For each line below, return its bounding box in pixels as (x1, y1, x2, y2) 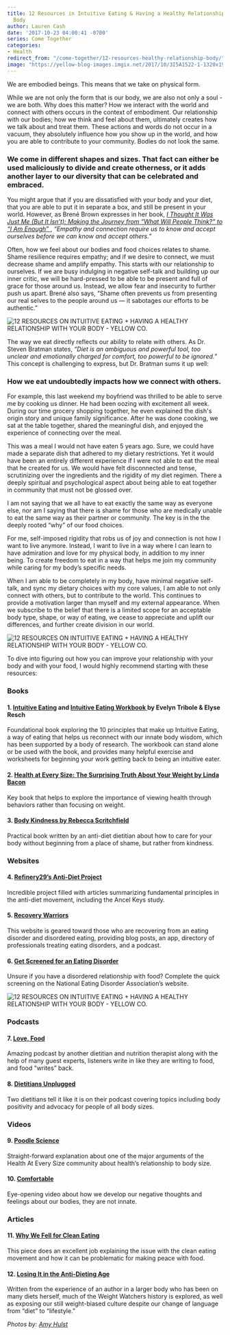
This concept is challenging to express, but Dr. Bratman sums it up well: (7, 359, 209, 367)
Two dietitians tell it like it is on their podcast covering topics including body (7, 1095, 221, 1103)
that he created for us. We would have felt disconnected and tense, (7, 464, 197, 472)
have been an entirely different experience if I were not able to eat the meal (7, 457, 219, 465)
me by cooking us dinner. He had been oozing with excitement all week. (7, 400, 210, 408)
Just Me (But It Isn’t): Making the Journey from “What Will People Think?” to (7, 217, 223, 225)
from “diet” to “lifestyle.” (7, 1307, 76, 1315)
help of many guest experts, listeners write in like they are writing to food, (7, 1057, 215, 1065)
